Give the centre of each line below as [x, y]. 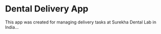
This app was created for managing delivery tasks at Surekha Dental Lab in [81, 22]
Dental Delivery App [47, 9]
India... [12, 27]
